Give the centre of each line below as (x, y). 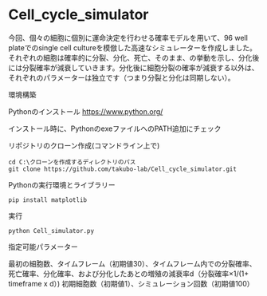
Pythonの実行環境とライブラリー (62, 184)
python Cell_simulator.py (51, 231)
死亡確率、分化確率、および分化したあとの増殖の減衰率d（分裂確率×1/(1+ (129, 274)
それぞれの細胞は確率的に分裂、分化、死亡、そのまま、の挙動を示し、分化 (130, 57)
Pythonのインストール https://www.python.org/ (86, 111)
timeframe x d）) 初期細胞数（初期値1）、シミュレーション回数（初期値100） (131, 283)
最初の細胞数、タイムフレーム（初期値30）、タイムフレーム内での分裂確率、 (132, 263)
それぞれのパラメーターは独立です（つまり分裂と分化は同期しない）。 (122, 77)
